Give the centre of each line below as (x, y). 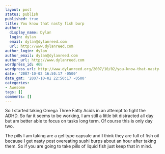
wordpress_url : (21, 69)
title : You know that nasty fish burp (45, 23)
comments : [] (18, 96)
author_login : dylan (26, 51)
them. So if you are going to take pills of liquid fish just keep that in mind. (79, 146)
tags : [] (14, 92)
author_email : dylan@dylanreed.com (41, 55)
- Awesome (15, 87)
